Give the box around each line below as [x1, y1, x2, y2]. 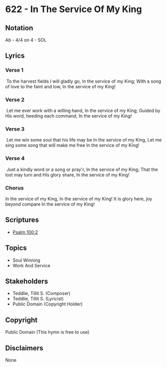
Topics [5, 243, 27, 253]
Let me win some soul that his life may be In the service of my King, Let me [6, 137, 162, 143]
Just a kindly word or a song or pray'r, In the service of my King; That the [6, 166, 158, 172]
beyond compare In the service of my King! [5, 201, 95, 207]
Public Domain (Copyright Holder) [12, 301, 83, 307]
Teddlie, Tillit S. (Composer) [12, 290, 70, 296]
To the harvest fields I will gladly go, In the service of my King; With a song [6, 78, 161, 84]
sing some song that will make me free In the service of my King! [5, 142, 140, 148]
